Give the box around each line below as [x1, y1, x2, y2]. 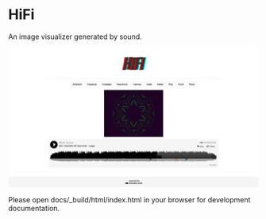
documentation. [8, 203, 60, 213]
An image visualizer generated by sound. [8, 32, 143, 41]
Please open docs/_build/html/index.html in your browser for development [8, 194, 251, 204]
